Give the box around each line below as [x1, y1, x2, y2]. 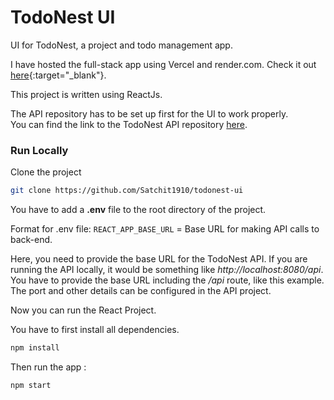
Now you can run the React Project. [10, 304, 157, 316]
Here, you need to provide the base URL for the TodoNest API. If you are [10, 253, 308, 265]
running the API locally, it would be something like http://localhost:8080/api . [10, 264, 324, 276]
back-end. [10, 234, 53, 246]
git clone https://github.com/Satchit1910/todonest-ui [10, 186, 244, 196]
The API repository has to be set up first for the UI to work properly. [10, 107, 289, 120]
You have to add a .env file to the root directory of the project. [10, 204, 267, 216]
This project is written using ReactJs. [10, 88, 163, 100]
